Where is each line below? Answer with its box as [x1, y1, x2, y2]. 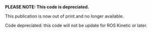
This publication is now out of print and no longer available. [5, 13, 124, 19]
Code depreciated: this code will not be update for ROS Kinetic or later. [5, 22, 148, 28]
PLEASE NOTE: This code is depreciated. [5, 4, 89, 10]
